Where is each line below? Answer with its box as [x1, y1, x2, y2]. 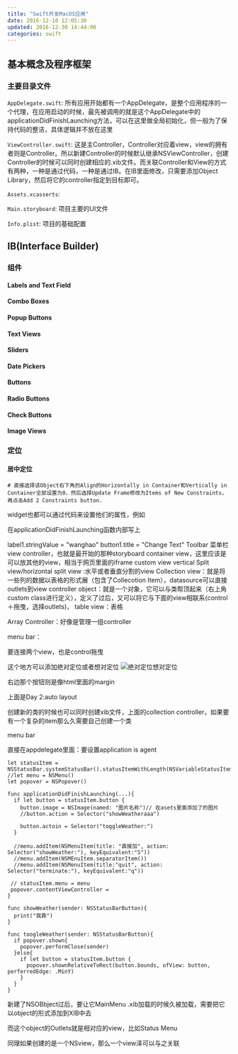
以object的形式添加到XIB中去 [7, 1009, 92, 1017]
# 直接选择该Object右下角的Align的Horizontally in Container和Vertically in [7, 482, 227, 489]
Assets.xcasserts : [7, 189, 60, 198]
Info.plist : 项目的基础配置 [7, 219, 86, 227]
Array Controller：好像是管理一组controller [7, 618, 132, 626]
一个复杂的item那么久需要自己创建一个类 [13, 717, 132, 725]
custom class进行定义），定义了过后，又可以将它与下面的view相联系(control [7, 594, 228, 602]
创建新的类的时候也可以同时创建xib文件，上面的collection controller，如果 [7, 708, 223, 716]
